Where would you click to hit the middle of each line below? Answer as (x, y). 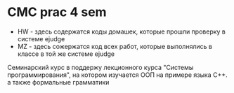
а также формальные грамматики (58, 82)
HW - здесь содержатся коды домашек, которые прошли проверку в (122, 31)
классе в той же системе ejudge (66, 54)
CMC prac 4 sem (57, 12)
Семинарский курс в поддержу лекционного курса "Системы (100, 67)
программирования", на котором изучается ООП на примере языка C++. (117, 75)
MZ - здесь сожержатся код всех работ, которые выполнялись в (115, 46)
